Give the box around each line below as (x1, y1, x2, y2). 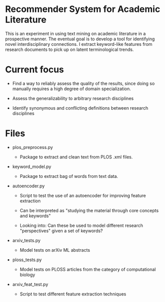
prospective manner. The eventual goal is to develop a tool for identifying (5, 36, 155, 42)
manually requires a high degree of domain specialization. (12, 86, 131, 92)
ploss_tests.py (12, 257, 42, 263)
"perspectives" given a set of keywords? (19, 228, 103, 234)
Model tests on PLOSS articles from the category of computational (19, 266, 156, 272)
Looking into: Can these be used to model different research (19, 222, 143, 228)
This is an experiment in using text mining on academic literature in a (5, 30, 146, 36)
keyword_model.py (12, 163, 51, 169)
